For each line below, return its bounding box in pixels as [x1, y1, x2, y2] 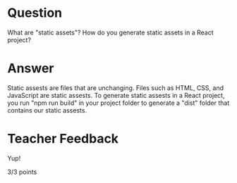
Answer [7, 61, 54, 77]
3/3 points [7, 168, 37, 176]
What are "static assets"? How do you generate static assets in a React [7, 28, 214, 37]
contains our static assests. [7, 106, 87, 114]
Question [7, 5, 62, 21]
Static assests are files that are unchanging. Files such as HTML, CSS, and [7, 83, 224, 92]
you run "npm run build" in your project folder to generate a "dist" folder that [7, 99, 230, 107]
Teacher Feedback [7, 131, 119, 147]
